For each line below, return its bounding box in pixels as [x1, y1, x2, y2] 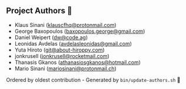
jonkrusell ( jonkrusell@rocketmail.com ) [14, 52, 110, 59]
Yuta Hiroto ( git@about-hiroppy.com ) [14, 46, 105, 53]
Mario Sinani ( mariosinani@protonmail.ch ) [14, 65, 117, 72]
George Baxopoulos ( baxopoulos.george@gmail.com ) [14, 28, 145, 35]
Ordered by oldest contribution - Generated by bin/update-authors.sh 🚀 [6, 76, 181, 83]
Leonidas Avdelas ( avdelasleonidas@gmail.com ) [14, 40, 132, 47]
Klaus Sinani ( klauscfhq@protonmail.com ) [14, 21, 117, 28]
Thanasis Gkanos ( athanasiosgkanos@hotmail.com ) [14, 59, 141, 66]
